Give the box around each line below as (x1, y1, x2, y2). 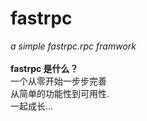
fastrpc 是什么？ (10, 62, 79, 74)
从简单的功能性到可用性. (10, 87, 110, 99)
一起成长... (10, 100, 54, 112)
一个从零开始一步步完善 (10, 75, 107, 87)
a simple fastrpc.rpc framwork (10, 40, 137, 52)
